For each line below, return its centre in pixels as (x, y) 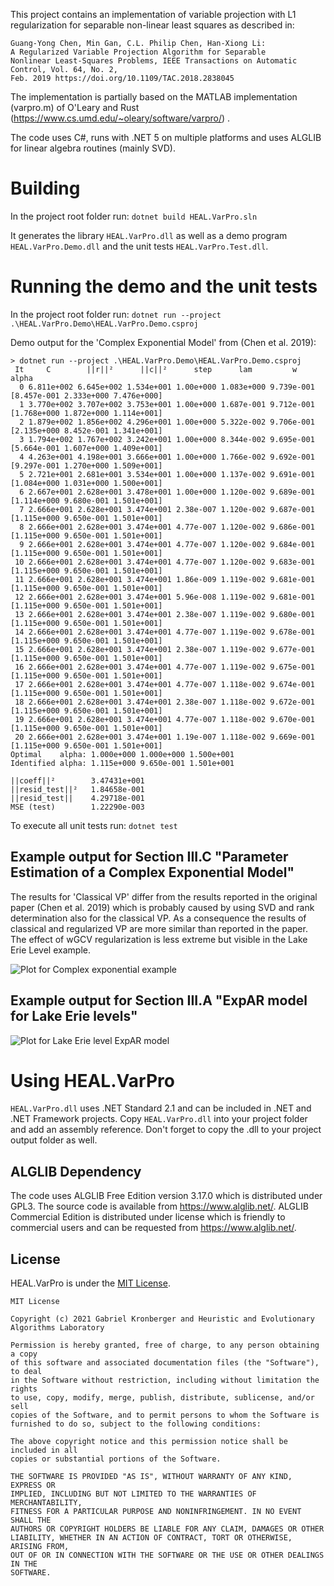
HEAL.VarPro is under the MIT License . (90, 1283)
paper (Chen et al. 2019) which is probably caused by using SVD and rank (162, 907)
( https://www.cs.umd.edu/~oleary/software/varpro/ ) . (120, 118)
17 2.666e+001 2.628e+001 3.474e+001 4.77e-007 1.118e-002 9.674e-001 (164, 684)
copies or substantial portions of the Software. (116, 1459)
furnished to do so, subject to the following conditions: (136, 1424)
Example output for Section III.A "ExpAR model (159, 1000)
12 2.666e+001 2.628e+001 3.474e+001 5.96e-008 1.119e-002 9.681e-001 (164, 597)
